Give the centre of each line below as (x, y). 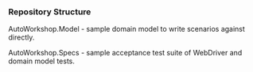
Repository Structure (50, 12)
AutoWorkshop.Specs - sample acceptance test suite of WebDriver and (125, 53)
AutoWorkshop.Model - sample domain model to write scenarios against (127, 29)
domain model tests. (42, 61)
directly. (21, 37)
